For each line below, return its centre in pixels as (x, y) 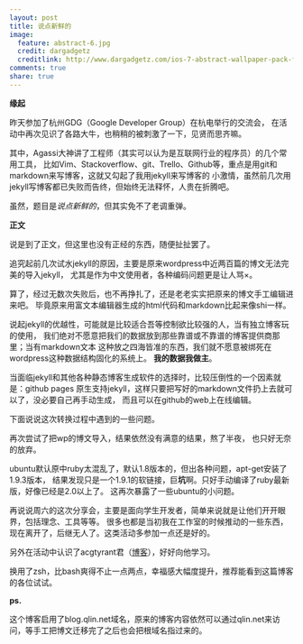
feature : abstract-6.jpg (64, 43)
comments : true (38, 69)
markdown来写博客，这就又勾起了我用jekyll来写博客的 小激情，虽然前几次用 (150, 175)
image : (22, 34)
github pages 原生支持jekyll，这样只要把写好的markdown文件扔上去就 (155, 388)
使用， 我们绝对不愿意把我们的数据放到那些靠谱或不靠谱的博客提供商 (144, 336)
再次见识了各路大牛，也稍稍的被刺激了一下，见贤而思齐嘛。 (135, 133)
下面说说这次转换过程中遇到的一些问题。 (84, 419)
